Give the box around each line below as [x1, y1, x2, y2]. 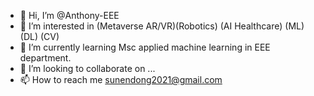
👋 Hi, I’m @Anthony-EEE [19, 10, 120, 21]
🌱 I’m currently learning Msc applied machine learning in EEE [19, 41, 271, 53]
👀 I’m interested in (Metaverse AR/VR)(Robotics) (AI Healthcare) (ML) [19, 20, 305, 32]
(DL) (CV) [19, 31, 60, 42]
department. [19, 52, 72, 64]
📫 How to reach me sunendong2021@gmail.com [19, 74, 223, 85]
